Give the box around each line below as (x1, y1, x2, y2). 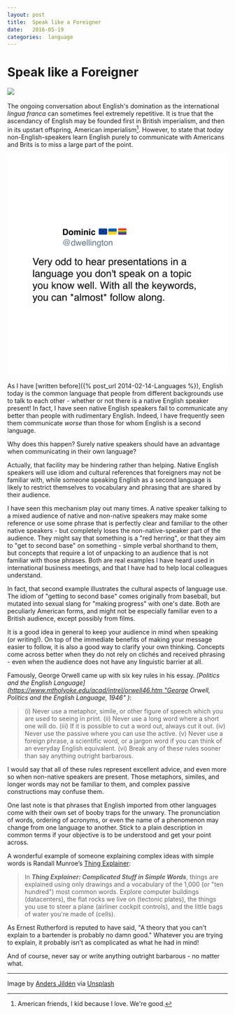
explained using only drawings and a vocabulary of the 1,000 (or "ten (24, 880, 224, 888)
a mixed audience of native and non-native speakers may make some (7, 511, 208, 520)
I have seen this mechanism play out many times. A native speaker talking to (7, 504, 227, 512)
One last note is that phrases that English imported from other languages (7, 801, 217, 809)
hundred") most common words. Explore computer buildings (24, 887, 199, 895)
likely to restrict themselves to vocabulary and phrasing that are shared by (7, 483, 222, 491)
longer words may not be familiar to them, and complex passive (7, 780, 190, 788)
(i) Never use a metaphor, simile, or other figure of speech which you (24, 707, 224, 715)
